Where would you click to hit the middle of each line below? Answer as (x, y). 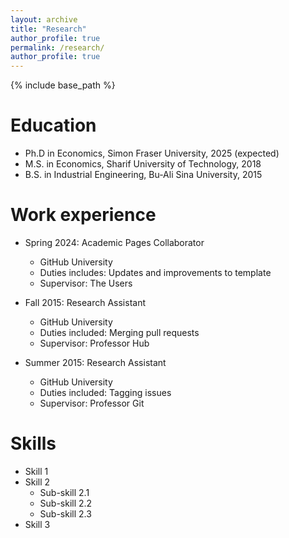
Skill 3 (37, 524)
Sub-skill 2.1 (64, 492)
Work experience (83, 215)
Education (53, 125)
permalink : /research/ (57, 47)
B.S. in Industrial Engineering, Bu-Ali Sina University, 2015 (143, 175)
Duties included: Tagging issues (105, 392)
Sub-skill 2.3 (65, 513)
